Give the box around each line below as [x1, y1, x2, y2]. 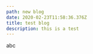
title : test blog [6, 20, 50, 26]
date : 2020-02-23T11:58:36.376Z [6, 14, 87, 20]
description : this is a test [6, 25, 79, 32]
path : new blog [6, 8, 44, 15]
